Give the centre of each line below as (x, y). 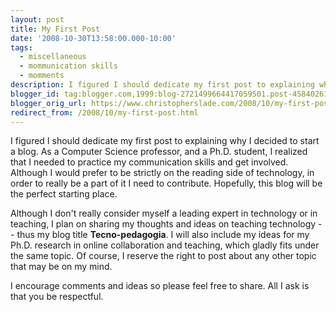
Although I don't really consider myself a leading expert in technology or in (164, 213)
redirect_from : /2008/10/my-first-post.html (104, 112)
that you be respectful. (57, 297)
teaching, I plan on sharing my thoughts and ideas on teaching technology (163, 224)
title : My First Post (55, 29)
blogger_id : (35, 94)
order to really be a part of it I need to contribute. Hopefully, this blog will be (166, 183)
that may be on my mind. (61, 267)
